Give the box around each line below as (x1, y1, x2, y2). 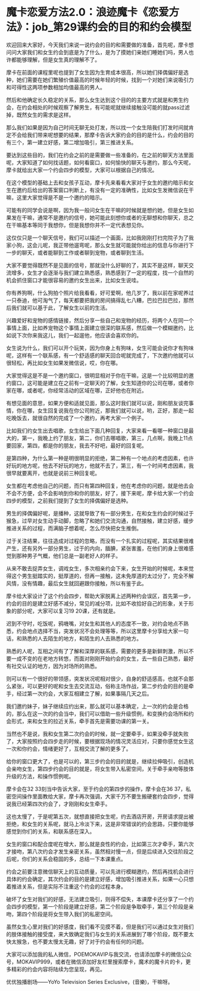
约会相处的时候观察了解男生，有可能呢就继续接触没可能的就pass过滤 (21, 104, 190, 111)
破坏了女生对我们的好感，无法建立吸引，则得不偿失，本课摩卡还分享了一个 (6, 895, 189, 903)
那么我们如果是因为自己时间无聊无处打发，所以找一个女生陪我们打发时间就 (6, 123, 189, 131)
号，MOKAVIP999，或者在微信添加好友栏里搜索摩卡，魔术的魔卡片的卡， (6, 958, 186, 965)
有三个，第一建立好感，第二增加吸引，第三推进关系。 (6, 138, 137, 146)
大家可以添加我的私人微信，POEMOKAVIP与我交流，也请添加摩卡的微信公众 (6, 950, 192, 958)
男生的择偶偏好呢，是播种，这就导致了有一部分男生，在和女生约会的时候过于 (6, 510, 194, 517)
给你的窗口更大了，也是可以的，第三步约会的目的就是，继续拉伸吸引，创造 (6, 757, 189, 765)
